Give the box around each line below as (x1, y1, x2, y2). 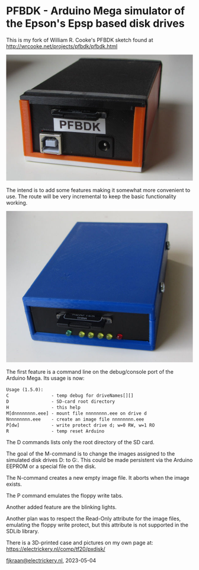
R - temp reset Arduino (6, 428, 105, 434)
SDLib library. (6, 527, 40, 534)
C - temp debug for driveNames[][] (6, 393, 134, 399)
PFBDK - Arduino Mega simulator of (6, 4, 185, 18)
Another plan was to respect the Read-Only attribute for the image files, (6, 515, 181, 522)
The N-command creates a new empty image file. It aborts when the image (6, 474, 190, 481)
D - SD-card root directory (6, 399, 115, 405)
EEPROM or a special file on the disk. (6, 463, 97, 470)
